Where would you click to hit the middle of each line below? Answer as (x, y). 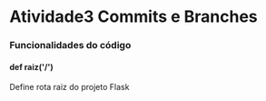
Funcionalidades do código (70, 45)
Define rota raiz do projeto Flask (69, 87)
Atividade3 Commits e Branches (134, 17)
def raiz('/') (31, 66)
